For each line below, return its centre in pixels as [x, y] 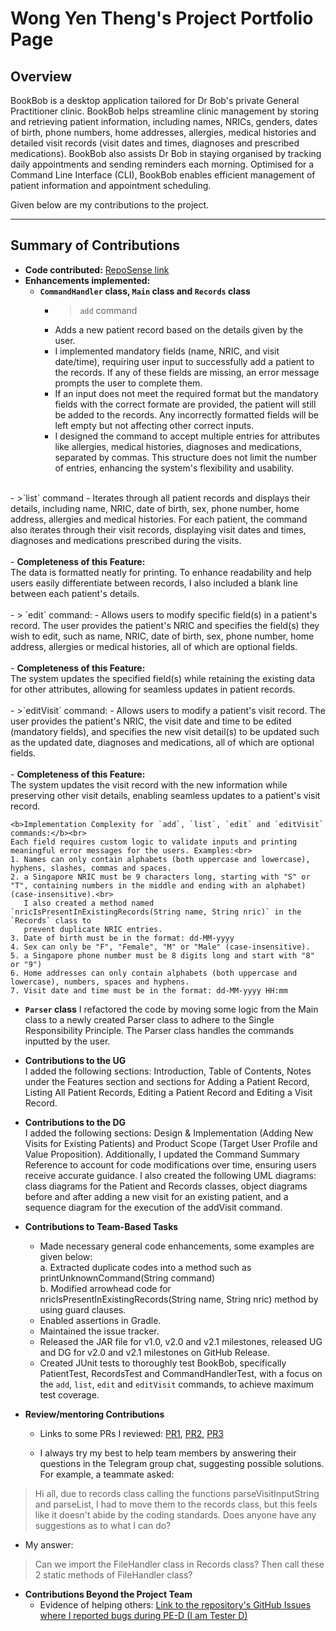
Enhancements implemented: [87, 280]
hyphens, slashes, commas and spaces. [91, 868]
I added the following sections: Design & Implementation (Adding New [169, 1133]
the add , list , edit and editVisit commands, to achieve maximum [177, 1384]
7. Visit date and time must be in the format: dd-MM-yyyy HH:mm [149, 990]
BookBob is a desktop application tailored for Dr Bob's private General [155, 100]
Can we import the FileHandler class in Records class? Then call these [179, 1564]
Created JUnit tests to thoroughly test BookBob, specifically [163, 1363]
